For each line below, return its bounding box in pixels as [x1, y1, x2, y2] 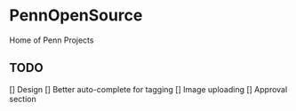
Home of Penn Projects [9, 35, 94, 45]
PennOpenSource [9, 5, 143, 26]
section [9, 93, 37, 104]
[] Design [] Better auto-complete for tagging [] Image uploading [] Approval [9, 83, 288, 94]
